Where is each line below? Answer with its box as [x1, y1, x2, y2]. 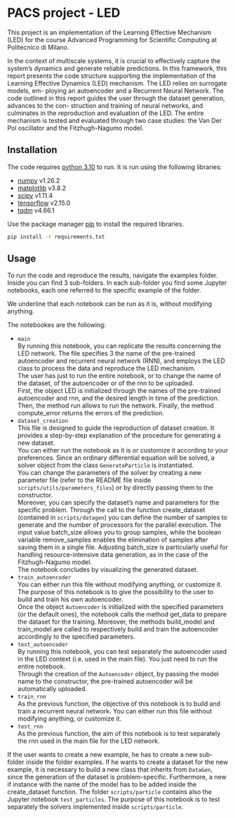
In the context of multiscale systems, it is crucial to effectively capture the [7, 56, 221, 65]
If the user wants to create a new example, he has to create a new [7, 751, 198, 759]
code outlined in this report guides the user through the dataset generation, [7, 93, 226, 102]
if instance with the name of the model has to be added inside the [7, 780, 197, 789]
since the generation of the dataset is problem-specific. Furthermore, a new [7, 773, 227, 782]
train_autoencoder [17, 574, 72, 582]
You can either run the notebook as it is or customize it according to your [17, 446, 229, 455]
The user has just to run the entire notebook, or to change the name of [17, 372, 222, 380]
